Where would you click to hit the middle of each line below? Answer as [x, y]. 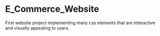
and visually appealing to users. [38, 28]
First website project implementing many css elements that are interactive [80, 23]
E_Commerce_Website [52, 9]
